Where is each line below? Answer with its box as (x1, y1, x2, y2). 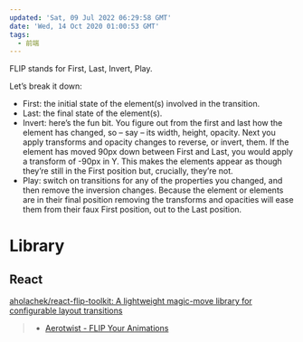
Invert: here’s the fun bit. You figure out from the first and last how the (22, 118, 283, 128)
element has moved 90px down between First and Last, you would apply (22, 147, 294, 157)
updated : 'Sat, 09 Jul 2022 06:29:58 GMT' (9, 13, 172, 23)
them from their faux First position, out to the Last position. (22, 204, 242, 215)
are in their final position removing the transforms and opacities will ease (22, 195, 294, 205)
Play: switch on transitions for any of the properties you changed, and (22, 176, 283, 186)
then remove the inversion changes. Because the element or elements (22, 185, 284, 195)
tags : (9, 30, 30, 39)
